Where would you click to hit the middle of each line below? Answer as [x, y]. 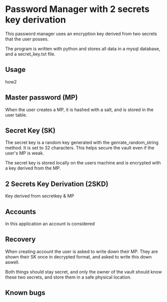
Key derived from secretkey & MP [40, 196]
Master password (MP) [41, 98]
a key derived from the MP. [33, 168]
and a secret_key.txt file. [30, 54]
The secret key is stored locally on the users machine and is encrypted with [83, 163]
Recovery [20, 239]
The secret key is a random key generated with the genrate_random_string [82, 142]
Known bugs [25, 293]
